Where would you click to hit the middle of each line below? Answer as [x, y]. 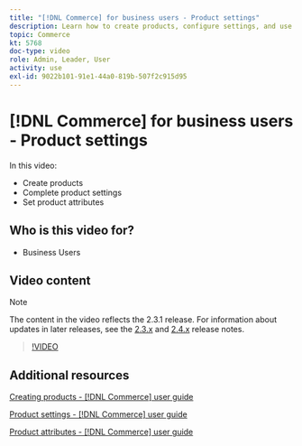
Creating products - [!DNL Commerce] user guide [101, 397]
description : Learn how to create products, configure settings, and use [151, 26]
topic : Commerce [40, 34]
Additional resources [69, 375]
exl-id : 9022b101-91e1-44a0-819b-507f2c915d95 [98, 77]
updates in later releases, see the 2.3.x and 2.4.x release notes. [127, 330]
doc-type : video [40, 51]
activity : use [36, 69]
